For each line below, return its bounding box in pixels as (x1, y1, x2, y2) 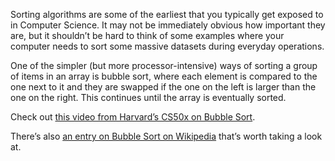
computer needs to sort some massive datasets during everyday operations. (10, 40, 325, 52)
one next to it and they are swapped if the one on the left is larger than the (10, 81, 317, 93)
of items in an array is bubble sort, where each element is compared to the (10, 70, 318, 82)
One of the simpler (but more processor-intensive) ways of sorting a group (10, 60, 318, 71)
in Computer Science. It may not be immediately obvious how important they (10, 19, 326, 31)
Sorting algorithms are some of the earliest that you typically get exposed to (10, 9, 324, 20)
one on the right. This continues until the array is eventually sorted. (10, 92, 287, 103)
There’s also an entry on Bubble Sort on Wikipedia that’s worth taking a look (10, 130, 323, 142)
